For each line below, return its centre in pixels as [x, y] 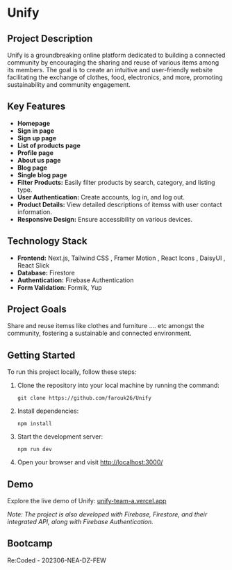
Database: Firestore [46, 272]
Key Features [36, 107]
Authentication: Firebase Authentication [75, 280]
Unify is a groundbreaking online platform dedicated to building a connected [116, 55]
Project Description [50, 39]
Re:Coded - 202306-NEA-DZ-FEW [57, 560]
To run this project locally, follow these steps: [72, 372]
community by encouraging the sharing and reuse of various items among [113, 63]
